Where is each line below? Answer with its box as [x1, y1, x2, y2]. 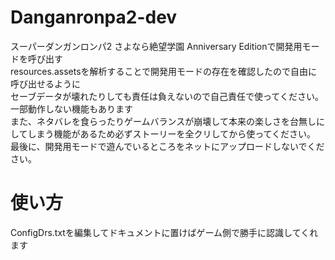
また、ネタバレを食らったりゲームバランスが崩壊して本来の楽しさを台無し [10, 115, 317, 127]
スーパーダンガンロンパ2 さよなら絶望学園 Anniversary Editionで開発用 [10, 40, 303, 52]
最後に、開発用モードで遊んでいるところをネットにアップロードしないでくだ [10, 140, 325, 152]
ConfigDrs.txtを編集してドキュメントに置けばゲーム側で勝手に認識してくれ [10, 226, 319, 238]
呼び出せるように [10, 77, 81, 90]
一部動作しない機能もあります [10, 102, 133, 115]
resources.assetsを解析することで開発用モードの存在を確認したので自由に [10, 65, 318, 77]
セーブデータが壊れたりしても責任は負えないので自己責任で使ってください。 [10, 90, 324, 102]
